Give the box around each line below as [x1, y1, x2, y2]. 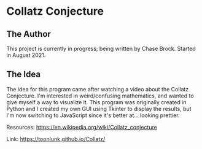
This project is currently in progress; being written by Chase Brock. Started [6, 45, 196, 52]
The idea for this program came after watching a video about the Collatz [6, 85, 189, 93]
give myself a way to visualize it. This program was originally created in [6, 98, 187, 105]
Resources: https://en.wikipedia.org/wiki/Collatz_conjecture [6, 123, 158, 131]
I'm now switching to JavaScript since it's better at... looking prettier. [6, 112, 180, 119]
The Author [6, 29, 51, 39]
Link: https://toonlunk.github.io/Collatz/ [6, 135, 106, 142]
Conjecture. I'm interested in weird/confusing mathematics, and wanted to [6, 92, 195, 99]
